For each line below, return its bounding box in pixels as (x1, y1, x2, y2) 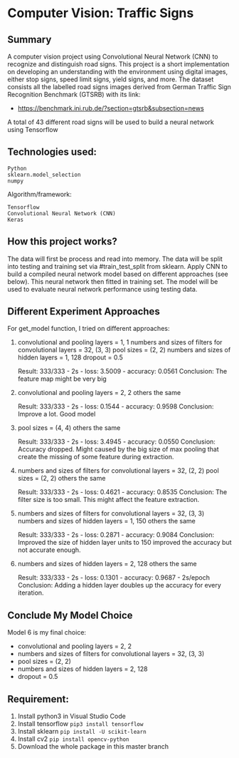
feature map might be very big (17, 374, 107, 383)
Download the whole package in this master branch (17, 742, 169, 751)
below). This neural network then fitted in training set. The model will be (7, 277, 218, 286)
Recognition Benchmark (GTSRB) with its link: (7, 91, 141, 98)
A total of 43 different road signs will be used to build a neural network (7, 118, 215, 126)
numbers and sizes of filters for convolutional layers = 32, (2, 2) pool (17, 466, 219, 475)
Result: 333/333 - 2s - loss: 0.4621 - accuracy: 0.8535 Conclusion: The (17, 488, 228, 496)
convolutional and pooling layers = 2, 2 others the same (17, 389, 181, 397)
